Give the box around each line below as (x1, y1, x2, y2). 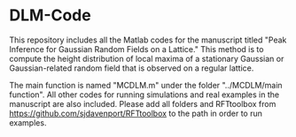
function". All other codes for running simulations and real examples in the (9, 89, 280, 100)
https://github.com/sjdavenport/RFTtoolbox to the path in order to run (9, 108, 263, 118)
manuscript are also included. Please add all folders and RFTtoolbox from (9, 98, 277, 109)
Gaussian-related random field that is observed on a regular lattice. (9, 63, 254, 73)
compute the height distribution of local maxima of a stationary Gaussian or (9, 53, 284, 64)
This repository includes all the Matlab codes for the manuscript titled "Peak (9, 34, 287, 45)
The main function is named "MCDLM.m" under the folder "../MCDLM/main (9, 80, 283, 90)
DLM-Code (9, 5, 91, 26)
